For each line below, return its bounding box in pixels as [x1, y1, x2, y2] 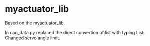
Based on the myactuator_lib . [5, 20, 65, 26]
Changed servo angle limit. [5, 35, 61, 41]
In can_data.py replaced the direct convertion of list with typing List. [5, 29, 145, 35]
